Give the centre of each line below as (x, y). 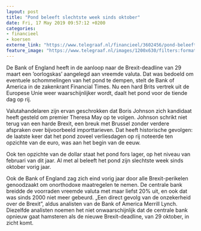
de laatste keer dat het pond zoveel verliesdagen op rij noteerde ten (90, 136)
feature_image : (25, 51)
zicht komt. (20, 223)
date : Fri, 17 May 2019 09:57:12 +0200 (56, 23)
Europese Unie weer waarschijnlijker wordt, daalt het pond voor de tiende (97, 93)
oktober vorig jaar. (29, 167)
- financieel (22, 34)
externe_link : (24, 45)
